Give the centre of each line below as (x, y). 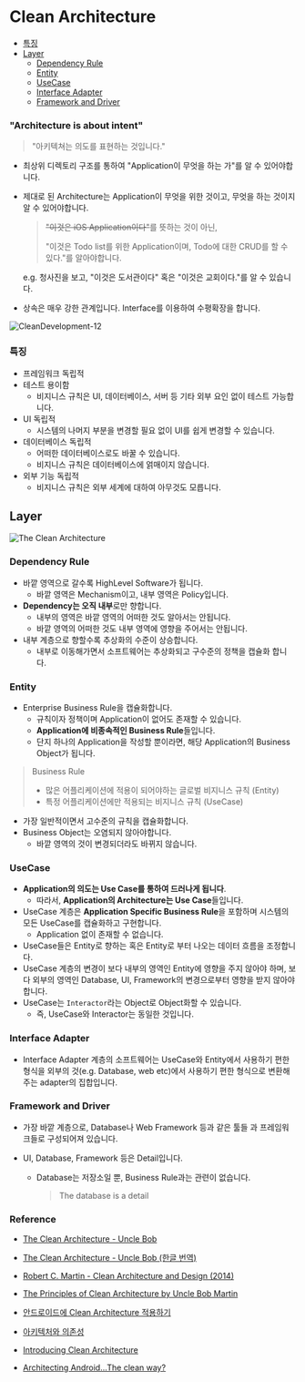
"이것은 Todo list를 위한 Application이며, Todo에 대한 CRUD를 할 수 (167, 247)
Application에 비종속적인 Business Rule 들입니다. (126, 730)
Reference (33, 1219)
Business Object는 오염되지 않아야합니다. (97, 832)
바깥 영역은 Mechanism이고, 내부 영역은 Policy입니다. (132, 594)
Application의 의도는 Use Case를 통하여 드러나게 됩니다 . (124, 889)
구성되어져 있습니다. (82, 1138)
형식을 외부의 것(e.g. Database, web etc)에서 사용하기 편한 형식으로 (144, 1070)
